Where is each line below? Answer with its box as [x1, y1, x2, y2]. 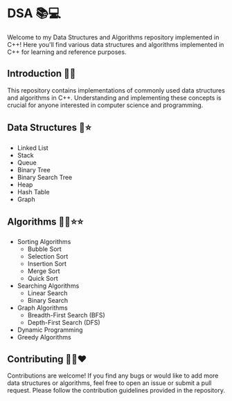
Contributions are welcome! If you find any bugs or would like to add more [7, 371, 219, 380]
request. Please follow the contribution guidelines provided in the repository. [7, 386, 225, 395]
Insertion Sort [27, 260, 67, 268]
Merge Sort [27, 267, 60, 275]
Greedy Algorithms [17, 333, 71, 342]
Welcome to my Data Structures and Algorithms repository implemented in [7, 32, 220, 41]
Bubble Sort [27, 245, 62, 253]
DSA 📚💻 [7, 6, 61, 21]
